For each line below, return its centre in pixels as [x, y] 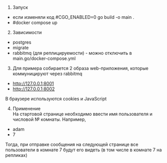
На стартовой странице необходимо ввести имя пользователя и [82, 114]
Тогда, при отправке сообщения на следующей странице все [72, 144]
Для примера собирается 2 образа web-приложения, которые [80, 68]
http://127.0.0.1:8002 [34, 89]
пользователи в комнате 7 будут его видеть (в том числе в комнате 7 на [83, 150]
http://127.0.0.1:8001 [33, 84]
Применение [27, 108]
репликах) [16, 155]
